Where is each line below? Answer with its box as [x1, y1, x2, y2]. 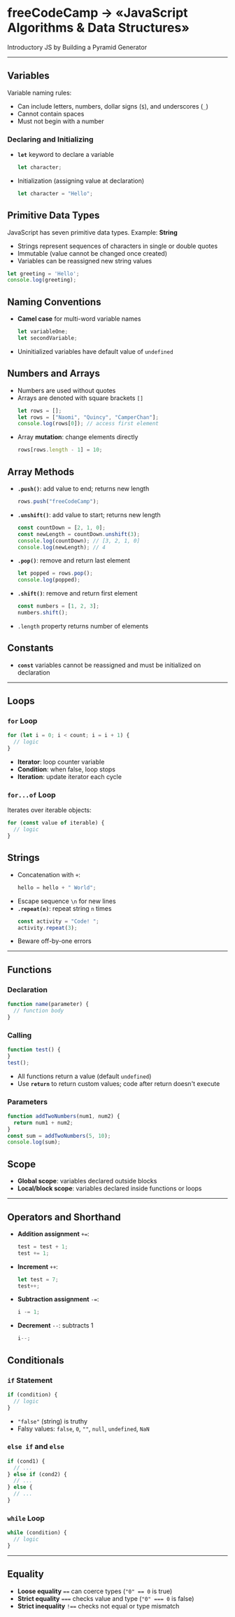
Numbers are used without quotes [17, 386, 116, 394]
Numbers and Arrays [7, 368, 100, 380]
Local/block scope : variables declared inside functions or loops [17, 1184, 202, 1192]
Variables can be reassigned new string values [17, 256, 152, 265]
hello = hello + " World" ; [17, 884, 97, 891]
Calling [7, 1030, 32, 1040]
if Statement [7, 1375, 53, 1385]
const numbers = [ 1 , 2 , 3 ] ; [17, 603, 100, 610]
